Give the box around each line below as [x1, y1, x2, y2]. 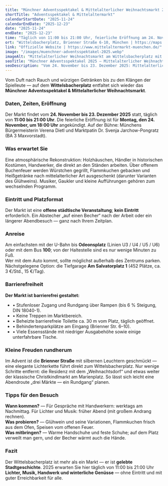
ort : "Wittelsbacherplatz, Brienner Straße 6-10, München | [5, 40, 133, 45]
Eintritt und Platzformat [5, 196, 63, 203]
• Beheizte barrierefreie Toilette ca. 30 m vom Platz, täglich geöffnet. [12, 318, 155, 324]
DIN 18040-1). [12, 307, 41, 313]
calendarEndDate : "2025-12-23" [5, 21, 70, 27]
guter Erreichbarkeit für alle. [5, 474, 63, 481]
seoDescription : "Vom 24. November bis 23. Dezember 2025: [5, 63, 131, 68]
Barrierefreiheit [5, 281, 43, 288]
